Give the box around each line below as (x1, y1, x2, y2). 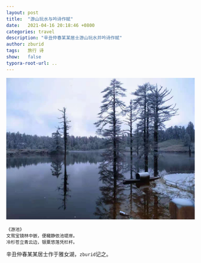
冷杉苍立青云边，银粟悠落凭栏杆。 (6, 239, 78, 245)
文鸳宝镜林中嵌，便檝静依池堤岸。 (6, 232, 78, 239)
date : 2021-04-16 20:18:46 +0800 (6, 22, 95, 28)
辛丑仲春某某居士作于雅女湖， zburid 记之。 (6, 250, 112, 258)
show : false (6, 54, 42, 60)
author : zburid (6, 41, 44, 47)
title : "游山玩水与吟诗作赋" (6, 16, 74, 22)
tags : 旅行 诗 (6, 48, 44, 54)
